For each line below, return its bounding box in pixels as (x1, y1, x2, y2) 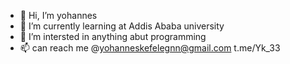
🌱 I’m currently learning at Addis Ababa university (19, 20, 225, 32)
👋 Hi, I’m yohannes (19, 10, 98, 21)
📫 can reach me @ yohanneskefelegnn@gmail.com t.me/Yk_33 (19, 42, 281, 54)
